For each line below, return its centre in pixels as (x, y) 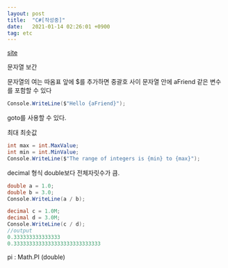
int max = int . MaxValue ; (43, 146)
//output (20, 231)
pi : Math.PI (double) (36, 257)
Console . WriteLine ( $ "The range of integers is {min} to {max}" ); (104, 158)
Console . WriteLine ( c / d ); (46, 224)
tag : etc (20, 33)
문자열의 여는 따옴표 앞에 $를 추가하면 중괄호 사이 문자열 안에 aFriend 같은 (108, 82)
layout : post (26, 14)
